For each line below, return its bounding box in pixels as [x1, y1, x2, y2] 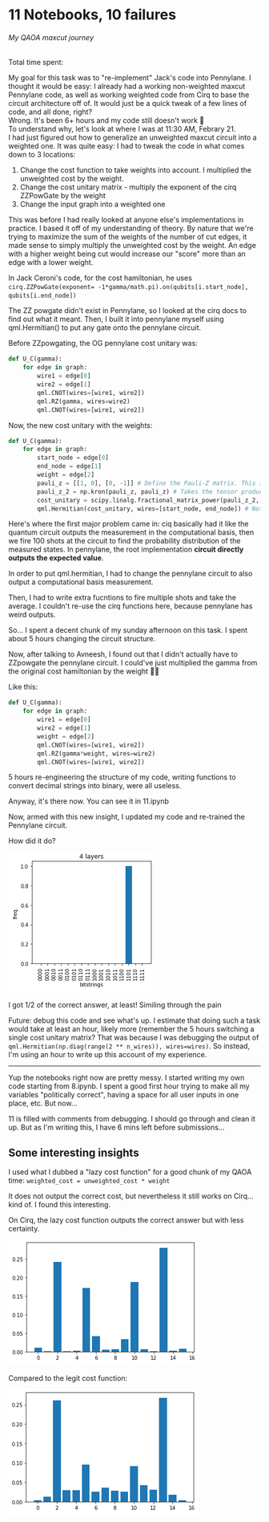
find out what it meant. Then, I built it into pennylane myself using [8, 315, 224, 324]
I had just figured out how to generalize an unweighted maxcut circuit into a [8, 132, 258, 142]
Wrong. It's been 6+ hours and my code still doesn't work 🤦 [8, 116, 205, 125]
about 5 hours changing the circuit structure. [8, 634, 156, 644]
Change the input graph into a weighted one [19, 199, 166, 210]
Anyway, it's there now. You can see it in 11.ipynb [8, 796, 170, 806]
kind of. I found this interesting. [8, 1200, 110, 1210]
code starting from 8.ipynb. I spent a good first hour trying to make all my [8, 1081, 250, 1091]
